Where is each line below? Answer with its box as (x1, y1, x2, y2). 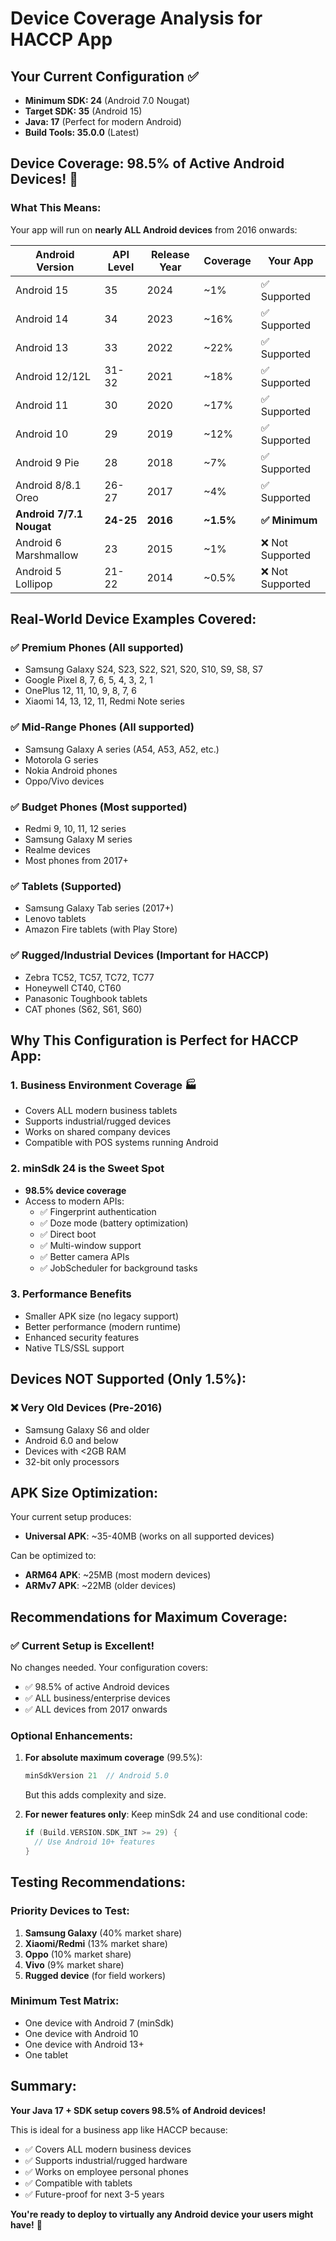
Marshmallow (15, 548, 79, 562)
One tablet (24, 2048, 69, 2061)
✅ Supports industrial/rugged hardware (24, 2154, 188, 2166)
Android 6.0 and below (24, 1434, 119, 1446)
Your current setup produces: (10, 1511, 132, 1523)
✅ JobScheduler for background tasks (39, 1262, 198, 1274)
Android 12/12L (15, 369, 91, 383)
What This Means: (10, 201, 102, 215)
